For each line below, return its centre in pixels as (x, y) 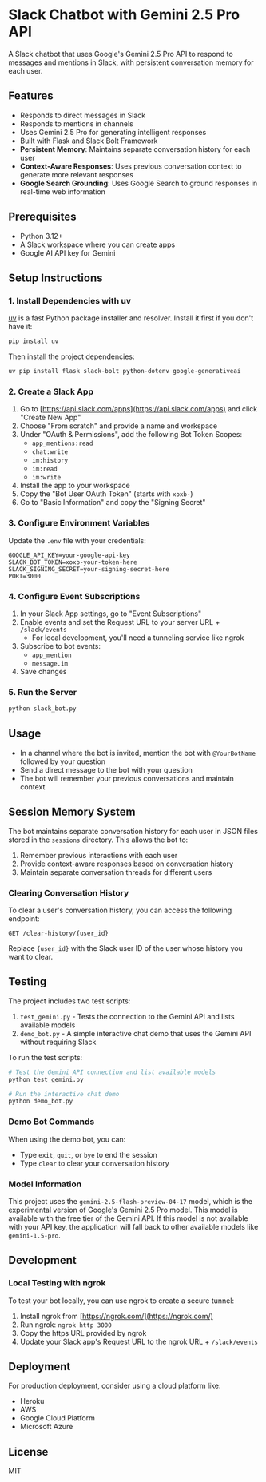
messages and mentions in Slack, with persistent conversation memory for (131, 62)
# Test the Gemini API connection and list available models (112, 1072)
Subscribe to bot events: (60, 646)
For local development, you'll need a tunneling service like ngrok (138, 638)
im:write (46, 478)
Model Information (45, 1184)
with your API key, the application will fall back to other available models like (133, 1226)
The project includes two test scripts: (69, 1001)
